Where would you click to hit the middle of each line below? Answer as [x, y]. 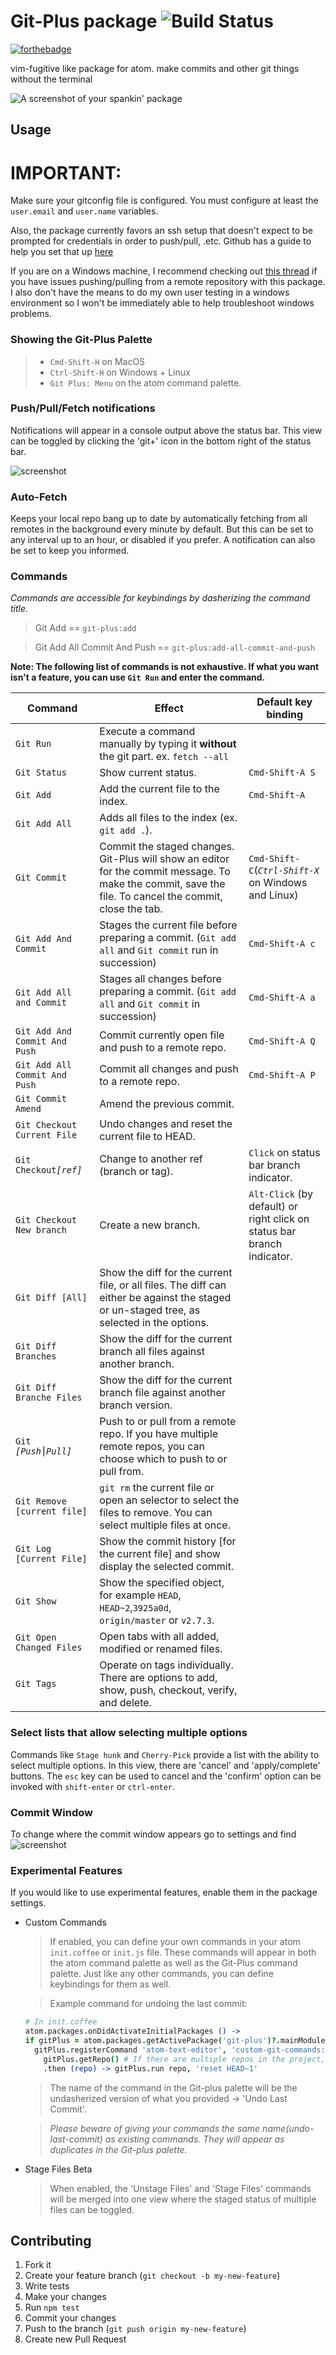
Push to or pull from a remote [168, 1422]
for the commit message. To [165, 872]
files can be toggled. [92, 2209]
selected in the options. [154, 1323]
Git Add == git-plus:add [85, 628]
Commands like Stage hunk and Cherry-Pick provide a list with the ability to [165, 1754]
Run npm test [52, 2307]
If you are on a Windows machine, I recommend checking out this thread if [164, 271]
